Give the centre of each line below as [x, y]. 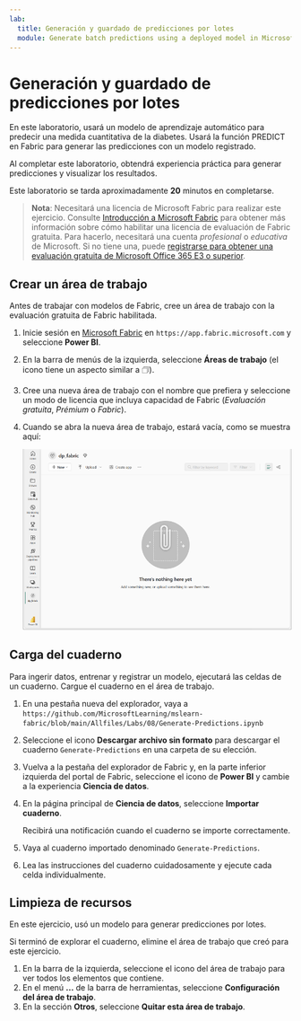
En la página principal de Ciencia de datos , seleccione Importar [141, 803]
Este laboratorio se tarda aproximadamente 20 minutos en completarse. [142, 191]
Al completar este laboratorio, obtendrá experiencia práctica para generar [146, 164]
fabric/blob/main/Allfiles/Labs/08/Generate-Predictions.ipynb [143, 723]
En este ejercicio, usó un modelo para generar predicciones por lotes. [138, 924]
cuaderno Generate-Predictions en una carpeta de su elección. [139, 749]
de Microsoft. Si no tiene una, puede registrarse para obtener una [152, 246]
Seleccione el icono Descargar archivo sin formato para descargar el [151, 740]
